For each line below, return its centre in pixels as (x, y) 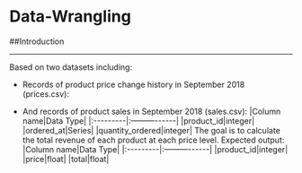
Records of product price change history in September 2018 (133, 84)
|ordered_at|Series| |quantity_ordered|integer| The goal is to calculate (151, 130)
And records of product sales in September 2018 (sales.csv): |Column (151, 111)
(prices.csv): (46, 94)
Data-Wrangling (71, 17)
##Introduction (37, 41)
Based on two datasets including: (71, 67)
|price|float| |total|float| (66, 159)
